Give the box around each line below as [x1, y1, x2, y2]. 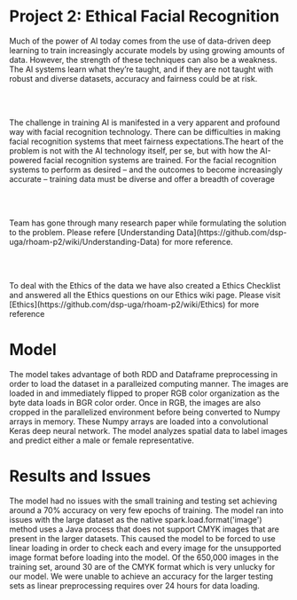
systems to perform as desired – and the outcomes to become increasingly [9, 164, 284, 175]
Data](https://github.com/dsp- [176, 226, 287, 237]
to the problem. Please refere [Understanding [9, 226, 176, 237]
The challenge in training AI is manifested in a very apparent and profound [9, 117, 281, 128]
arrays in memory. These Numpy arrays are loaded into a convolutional [9, 415, 269, 427]
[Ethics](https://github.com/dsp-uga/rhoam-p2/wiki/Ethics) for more [9, 299, 260, 310]
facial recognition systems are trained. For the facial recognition [43, 154, 277, 165]
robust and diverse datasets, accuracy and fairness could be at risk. [9, 73, 258, 83]
